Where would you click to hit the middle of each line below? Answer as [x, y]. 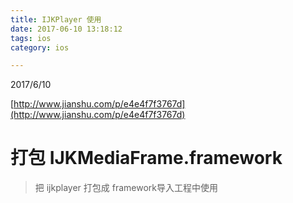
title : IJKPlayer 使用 [56, 19]
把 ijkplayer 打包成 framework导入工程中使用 [126, 188]
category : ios [40, 47]
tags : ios [31, 38]
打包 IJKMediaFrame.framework [146, 158]
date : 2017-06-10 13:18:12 [66, 29]
